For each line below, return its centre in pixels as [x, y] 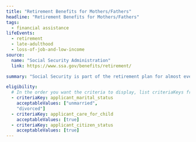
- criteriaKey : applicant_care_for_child [62, 114]
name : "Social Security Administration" [61, 60]
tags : [13, 22]
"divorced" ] [31, 109]
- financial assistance [40, 28]
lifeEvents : [20, 33]
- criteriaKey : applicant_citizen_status [62, 125]
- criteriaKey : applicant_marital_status [62, 98]
